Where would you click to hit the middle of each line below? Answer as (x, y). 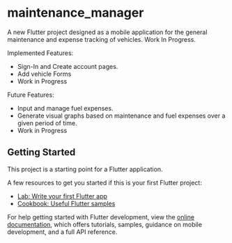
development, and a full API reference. (62, 232)
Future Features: (31, 95)
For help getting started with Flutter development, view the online (101, 217)
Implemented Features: (40, 53)
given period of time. (47, 123)
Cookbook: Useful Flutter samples (66, 203)
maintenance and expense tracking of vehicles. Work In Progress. (102, 39)
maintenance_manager (76, 13)
